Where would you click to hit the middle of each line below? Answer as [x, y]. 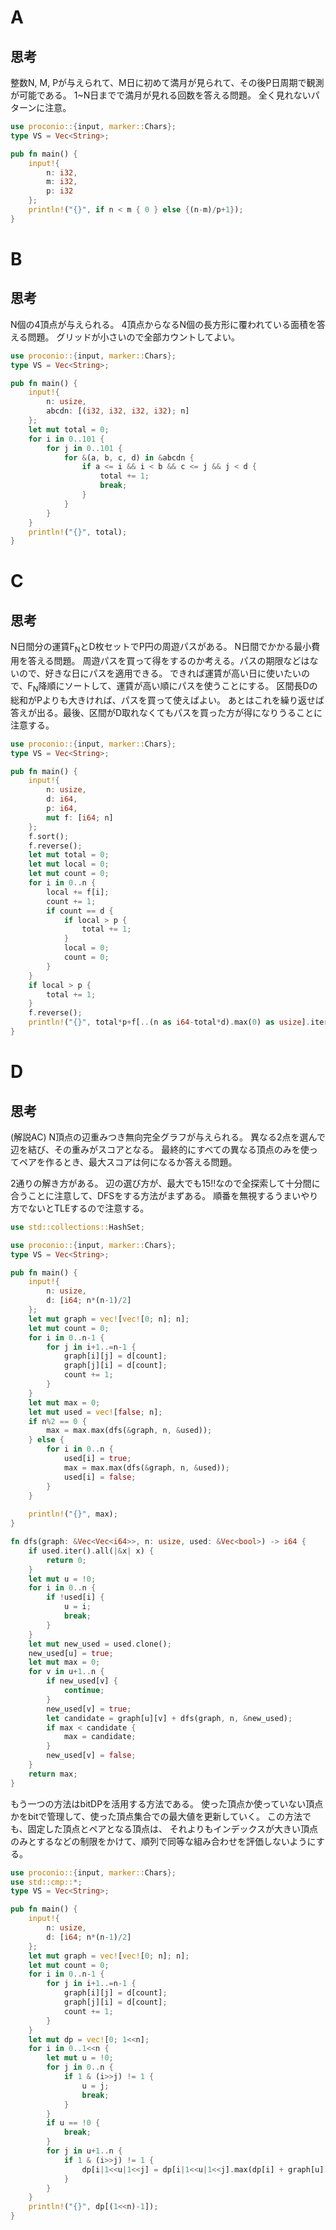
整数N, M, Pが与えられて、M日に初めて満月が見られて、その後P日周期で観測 [167, 82]
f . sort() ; [49, 836]
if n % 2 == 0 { [57, 1421]
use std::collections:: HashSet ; [77, 1227]
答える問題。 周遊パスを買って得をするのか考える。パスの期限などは [168, 661]
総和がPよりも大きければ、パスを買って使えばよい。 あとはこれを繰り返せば [167, 700]
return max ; [53, 1774]
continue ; [84, 1691]
